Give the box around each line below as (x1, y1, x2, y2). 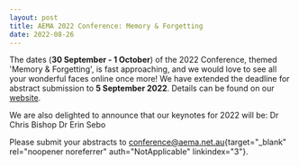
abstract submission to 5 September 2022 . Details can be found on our (9, 83, 275, 94)
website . (9, 92, 41, 103)
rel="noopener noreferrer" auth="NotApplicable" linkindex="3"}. (9, 146, 249, 157)
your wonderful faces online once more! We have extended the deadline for (9, 74, 290, 84)
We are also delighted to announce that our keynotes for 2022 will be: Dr (9, 109, 279, 121)
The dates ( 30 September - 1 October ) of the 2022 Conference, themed (9, 55, 277, 66)
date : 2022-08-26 (9, 30, 75, 39)
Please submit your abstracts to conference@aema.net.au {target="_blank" (9, 136, 286, 148)
